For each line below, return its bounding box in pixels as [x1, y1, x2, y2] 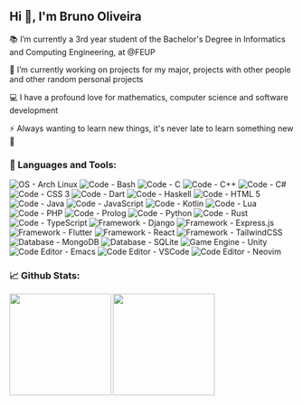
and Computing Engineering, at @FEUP [9, 46, 156, 57]
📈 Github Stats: [9, 269, 80, 282]
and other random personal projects [9, 73, 144, 84]
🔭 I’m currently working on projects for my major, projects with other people [9, 64, 291, 75]
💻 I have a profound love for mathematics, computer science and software [9, 91, 289, 102]
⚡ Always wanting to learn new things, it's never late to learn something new [9, 123, 294, 134]
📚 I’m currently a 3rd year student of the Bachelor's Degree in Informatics [9, 33, 287, 44]
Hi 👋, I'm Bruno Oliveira [9, 9, 142, 24]
